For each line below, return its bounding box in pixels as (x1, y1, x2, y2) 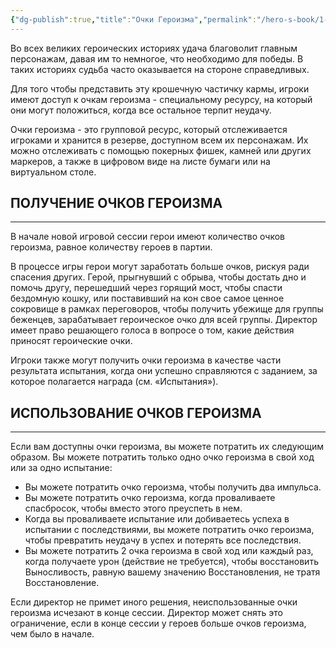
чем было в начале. (10, 628, 95, 640)
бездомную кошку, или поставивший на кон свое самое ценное (10, 292, 285, 305)
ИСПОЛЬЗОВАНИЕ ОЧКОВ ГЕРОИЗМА (10, 404, 262, 421)
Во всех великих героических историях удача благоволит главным (10, 42, 298, 54)
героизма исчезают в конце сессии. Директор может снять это (10, 607, 283, 619)
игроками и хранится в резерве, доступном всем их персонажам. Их (10, 134, 309, 146)
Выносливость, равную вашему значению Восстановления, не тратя (24, 566, 321, 578)
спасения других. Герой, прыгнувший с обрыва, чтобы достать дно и (10, 271, 307, 283)
